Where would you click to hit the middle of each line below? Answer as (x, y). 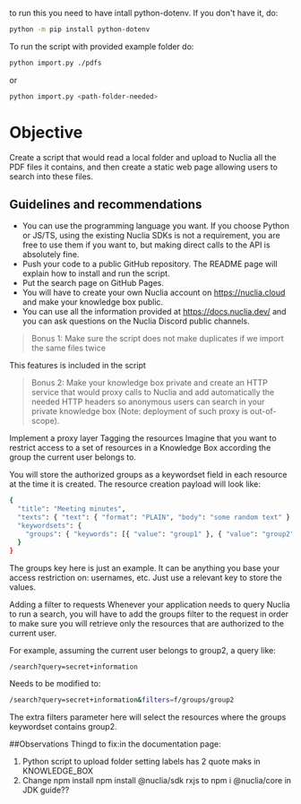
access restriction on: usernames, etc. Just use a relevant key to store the (146, 577)
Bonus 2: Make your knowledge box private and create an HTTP (150, 383)
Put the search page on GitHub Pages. (93, 283)
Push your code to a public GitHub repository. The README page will (150, 264)
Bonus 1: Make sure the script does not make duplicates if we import (157, 339)
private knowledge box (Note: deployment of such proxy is (139, 411)
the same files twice (68, 348)
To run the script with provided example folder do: (102, 46)
